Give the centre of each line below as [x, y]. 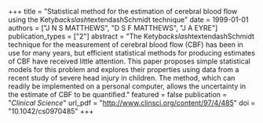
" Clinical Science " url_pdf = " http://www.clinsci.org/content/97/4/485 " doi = [132, 103]
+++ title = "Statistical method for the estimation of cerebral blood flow [123, 11]
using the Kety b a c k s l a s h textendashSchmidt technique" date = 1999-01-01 [128, 20]
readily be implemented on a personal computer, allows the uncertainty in [127, 86]
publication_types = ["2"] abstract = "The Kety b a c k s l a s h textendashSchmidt [131, 36]
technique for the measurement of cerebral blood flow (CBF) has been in [126, 45]
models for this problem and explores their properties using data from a [124, 69]
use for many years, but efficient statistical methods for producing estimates [131, 53]
